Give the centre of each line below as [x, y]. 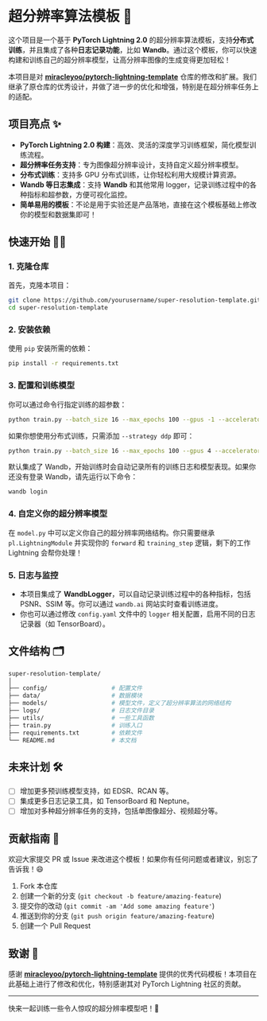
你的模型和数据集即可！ [58, 214]
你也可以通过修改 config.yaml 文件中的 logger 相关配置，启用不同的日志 [137, 614]
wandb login [28, 492]
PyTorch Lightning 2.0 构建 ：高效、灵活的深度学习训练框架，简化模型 [134, 145]
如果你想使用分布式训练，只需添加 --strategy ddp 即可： [101, 435]
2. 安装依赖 [29, 329]
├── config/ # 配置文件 [75, 688]
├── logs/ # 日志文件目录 [81, 711]
